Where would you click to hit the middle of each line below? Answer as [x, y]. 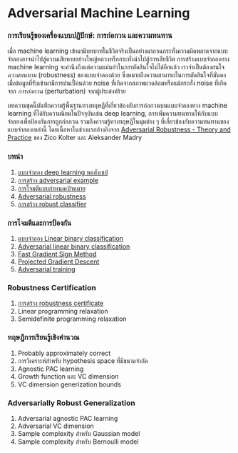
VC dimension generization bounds [69, 384]
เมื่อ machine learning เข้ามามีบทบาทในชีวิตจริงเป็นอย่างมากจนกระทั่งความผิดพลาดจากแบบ [118, 51]
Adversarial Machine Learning [99, 13]
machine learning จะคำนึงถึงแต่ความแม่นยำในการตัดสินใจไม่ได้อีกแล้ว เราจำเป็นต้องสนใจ [116, 67]
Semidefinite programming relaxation [72, 319]
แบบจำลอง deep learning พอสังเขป [63, 172]
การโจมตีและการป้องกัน [40, 223]
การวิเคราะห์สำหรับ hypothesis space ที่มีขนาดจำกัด [83, 360]
